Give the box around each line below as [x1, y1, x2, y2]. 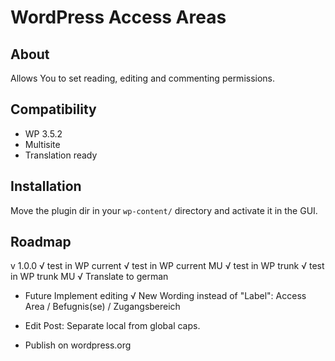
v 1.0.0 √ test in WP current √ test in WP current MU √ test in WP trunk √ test [10, 260, 325, 272]
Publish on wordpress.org [24, 339, 132, 351]
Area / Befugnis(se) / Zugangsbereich [24, 301, 181, 313]
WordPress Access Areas [10, 6, 227, 29]
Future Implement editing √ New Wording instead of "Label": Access [24, 290, 307, 302]
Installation [10, 178, 82, 195]
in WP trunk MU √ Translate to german [10, 271, 169, 283]
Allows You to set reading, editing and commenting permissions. [10, 72, 276, 84]
